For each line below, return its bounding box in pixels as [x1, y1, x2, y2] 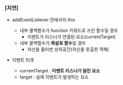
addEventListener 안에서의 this [12, 17, 75, 23]
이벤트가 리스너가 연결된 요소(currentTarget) [27, 34, 116, 40]
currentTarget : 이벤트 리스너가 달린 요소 [19, 68, 100, 74]
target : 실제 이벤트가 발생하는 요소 [19, 74, 89, 80]
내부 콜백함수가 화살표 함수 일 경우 [19, 40, 86, 46]
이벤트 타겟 [12, 57, 34, 63]
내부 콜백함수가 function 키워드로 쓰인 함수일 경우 [19, 28, 118, 34]
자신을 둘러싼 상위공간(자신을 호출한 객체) [27, 46, 109, 52]
